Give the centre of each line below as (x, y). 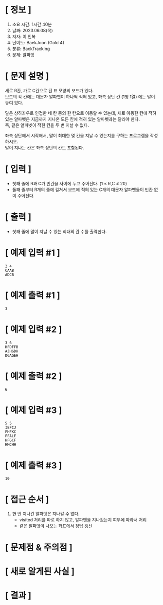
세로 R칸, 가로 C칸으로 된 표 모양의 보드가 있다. (49, 90)
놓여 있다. (14, 103)
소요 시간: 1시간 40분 (32, 24)
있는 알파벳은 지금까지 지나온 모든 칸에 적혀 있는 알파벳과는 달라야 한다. (72, 119)
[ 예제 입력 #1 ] (33, 253)
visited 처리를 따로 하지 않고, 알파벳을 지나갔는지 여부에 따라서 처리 (83, 520)
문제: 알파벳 (23, 54)
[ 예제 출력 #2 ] (34, 376)
